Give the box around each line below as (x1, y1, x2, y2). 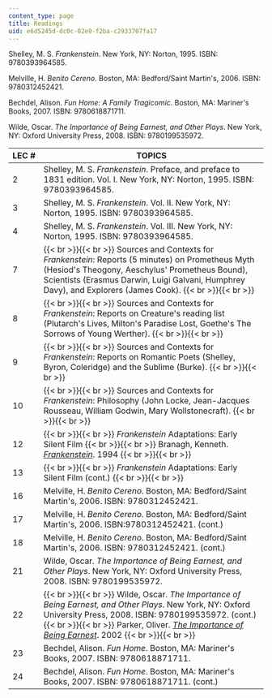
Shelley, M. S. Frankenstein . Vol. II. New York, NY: (43, 197, 231, 209)
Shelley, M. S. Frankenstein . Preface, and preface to (43, 164, 240, 175)
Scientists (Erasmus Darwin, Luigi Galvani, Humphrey (43, 274, 245, 286)
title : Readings (8, 19, 63, 28)
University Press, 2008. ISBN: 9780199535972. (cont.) (43, 610, 257, 621)
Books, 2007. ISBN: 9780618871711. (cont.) (43, 676, 219, 687)
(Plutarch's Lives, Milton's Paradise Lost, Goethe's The (43, 318, 252, 330)
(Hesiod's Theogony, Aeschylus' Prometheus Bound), (43, 265, 249, 276)
